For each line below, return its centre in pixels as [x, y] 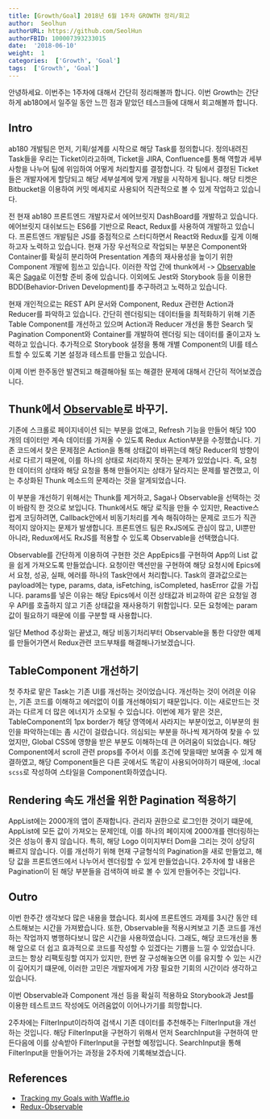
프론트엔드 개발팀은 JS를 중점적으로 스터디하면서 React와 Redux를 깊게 [131, 236]
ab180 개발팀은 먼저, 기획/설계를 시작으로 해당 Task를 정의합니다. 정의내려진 [128, 148]
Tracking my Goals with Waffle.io [75, 1098]
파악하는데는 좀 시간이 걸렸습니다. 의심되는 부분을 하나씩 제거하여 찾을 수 [137, 732]
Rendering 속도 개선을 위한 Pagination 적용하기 [123, 800]
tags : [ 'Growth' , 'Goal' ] [54, 69]
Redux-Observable [51, 1106]
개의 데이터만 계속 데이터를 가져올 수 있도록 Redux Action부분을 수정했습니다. [130, 440]
